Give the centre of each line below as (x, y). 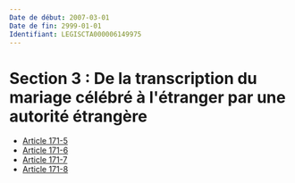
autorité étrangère (78, 116)
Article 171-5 (45, 141)
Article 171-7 (45, 160)
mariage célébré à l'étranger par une (147, 97)
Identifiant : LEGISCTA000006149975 (76, 34)
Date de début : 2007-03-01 (59, 17)
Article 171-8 (45, 170)
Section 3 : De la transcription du (133, 78)
